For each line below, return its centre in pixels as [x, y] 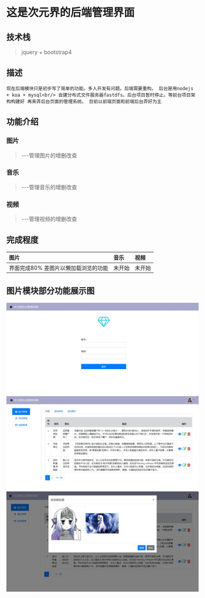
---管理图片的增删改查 [49, 155]
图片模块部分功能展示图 [50, 290]
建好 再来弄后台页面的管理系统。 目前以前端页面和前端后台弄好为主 [88, 102]
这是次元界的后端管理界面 [71, 13]
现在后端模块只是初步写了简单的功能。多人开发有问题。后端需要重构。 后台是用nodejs [100, 88]
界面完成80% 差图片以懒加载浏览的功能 [59, 267]
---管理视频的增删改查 [49, 219]
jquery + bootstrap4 [46, 52]
